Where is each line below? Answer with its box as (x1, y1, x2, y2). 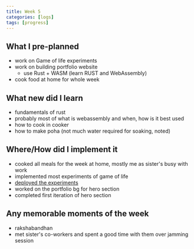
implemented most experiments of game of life (14, 172, 129, 180)
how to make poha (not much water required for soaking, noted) (14, 127, 171, 135)
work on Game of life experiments (14, 57, 97, 64)
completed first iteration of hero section (14, 191, 111, 198)
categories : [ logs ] (6, 14, 54, 20)
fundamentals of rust (14, 109, 66, 116)
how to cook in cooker (14, 122, 69, 128)
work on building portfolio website (14, 63, 98, 71)
